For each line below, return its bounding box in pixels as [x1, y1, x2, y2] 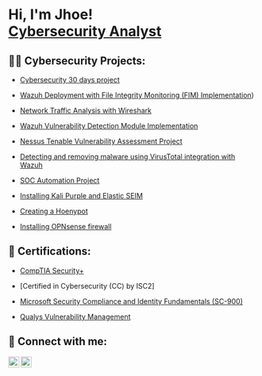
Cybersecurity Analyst [8, 22, 162, 40]
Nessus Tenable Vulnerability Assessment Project [19, 136, 183, 146]
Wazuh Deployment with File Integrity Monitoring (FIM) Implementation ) [19, 90, 254, 100]
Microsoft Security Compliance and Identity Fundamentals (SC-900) [19, 296, 244, 306]
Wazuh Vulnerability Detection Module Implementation [19, 121, 198, 130]
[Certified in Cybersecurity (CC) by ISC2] [19, 281, 155, 290]
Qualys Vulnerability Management [19, 312, 131, 321]
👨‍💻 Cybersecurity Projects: [8, 54, 146, 67]
